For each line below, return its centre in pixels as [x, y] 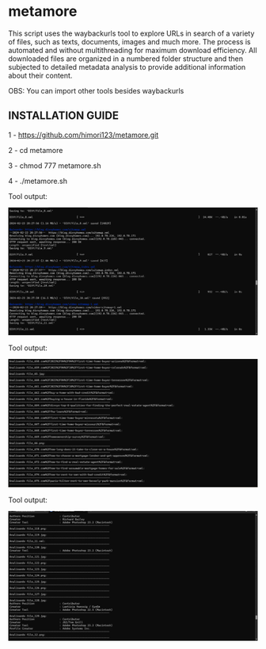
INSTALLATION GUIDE [63, 116]
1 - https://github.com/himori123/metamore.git [84, 135]
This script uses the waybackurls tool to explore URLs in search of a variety [131, 33]
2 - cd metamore [36, 150]
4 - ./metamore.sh [38, 181]
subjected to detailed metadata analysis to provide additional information [127, 67]
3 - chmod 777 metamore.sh [55, 166]
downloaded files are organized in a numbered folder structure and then [126, 59]
